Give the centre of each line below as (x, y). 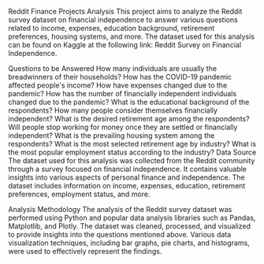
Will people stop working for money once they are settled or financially (123, 127)
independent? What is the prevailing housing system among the (112, 136)
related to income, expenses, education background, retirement (112, 28)
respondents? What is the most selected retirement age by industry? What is (132, 144)
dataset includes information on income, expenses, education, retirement (127, 186)
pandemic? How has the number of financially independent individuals (123, 93)
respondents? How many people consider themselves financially (113, 110)
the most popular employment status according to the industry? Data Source (132, 152)
